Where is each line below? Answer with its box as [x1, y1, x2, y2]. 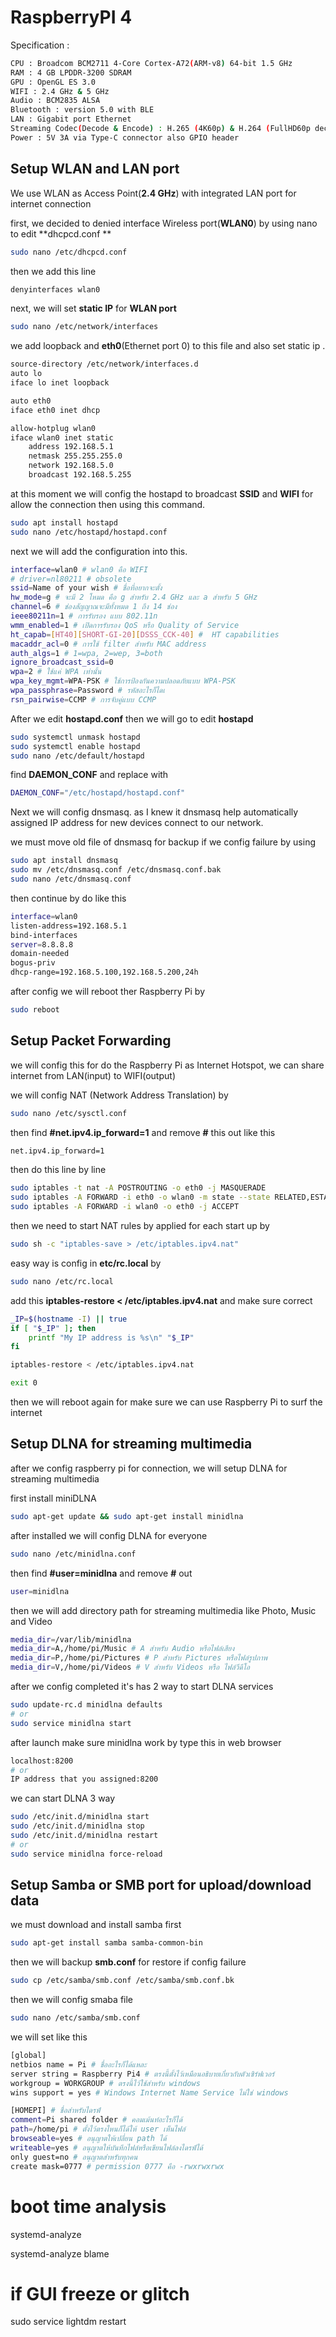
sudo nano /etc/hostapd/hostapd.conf [10, 527, 168, 537]
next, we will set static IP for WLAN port [10, 302, 177, 315]
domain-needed [10, 949, 70, 959]
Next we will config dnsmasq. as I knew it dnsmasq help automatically [10, 806, 299, 818]
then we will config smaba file [10, 1994, 134, 2006]
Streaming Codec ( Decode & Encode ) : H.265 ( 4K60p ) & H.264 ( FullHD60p [10, 124, 311, 134]
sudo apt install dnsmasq [10, 856, 118, 866]
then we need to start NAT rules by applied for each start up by [10, 1220, 270, 1232]
